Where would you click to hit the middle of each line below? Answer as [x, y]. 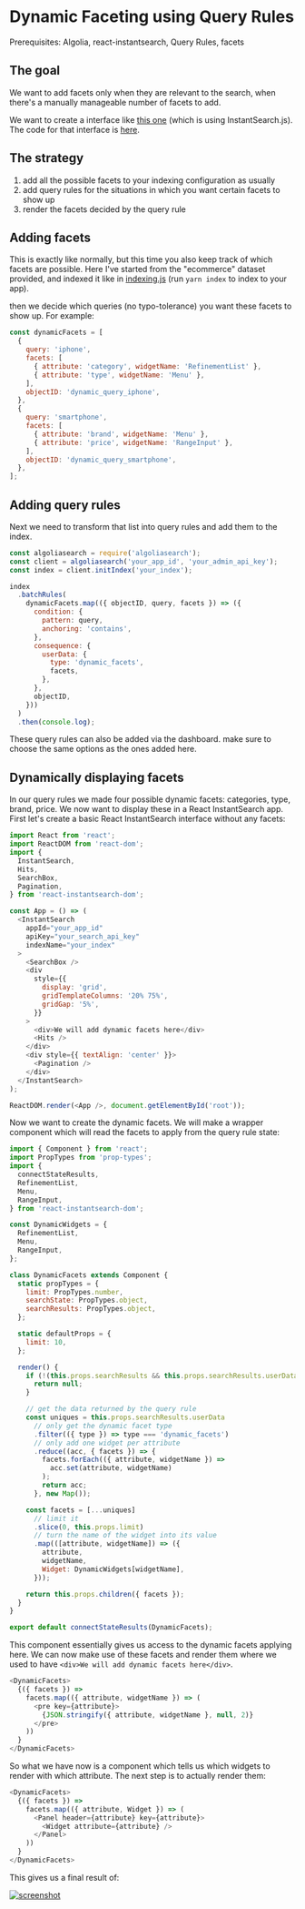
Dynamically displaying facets [97, 777]
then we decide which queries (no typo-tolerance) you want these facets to [151, 306]
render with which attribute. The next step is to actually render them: [138, 1776]
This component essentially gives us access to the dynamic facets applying [151, 1645]
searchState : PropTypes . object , [87, 1300]
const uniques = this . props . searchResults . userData [125, 1417]
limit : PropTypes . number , [75, 1292]
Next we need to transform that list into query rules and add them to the [143, 526]
